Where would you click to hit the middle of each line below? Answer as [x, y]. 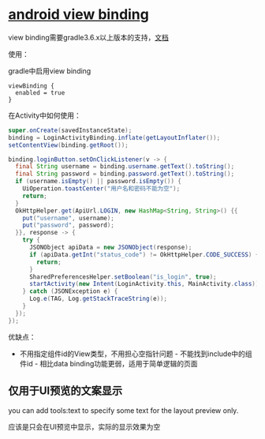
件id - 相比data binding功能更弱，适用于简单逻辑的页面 [109, 363]
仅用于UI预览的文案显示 [65, 391]
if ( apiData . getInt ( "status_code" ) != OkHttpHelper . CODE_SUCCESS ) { [144, 254]
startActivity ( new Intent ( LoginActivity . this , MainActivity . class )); [146, 284]
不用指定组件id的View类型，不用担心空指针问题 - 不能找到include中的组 [136, 354]
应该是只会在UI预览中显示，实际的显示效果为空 [84, 426]
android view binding [79, 15]
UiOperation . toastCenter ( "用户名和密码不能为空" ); [101, 189]
